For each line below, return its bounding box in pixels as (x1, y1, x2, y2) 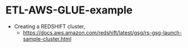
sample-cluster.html (22, 35, 72, 42)
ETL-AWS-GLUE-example (5, 4, 133, 17)
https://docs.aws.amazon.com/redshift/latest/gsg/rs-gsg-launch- (22, 29, 182, 36)
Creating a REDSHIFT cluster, (14, 23, 85, 30)
